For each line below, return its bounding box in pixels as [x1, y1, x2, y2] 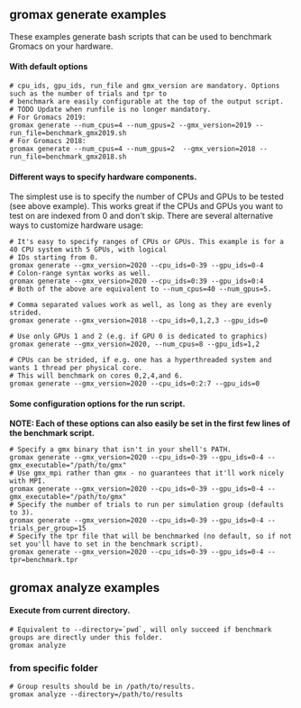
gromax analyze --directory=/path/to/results [9, 690, 183, 699]
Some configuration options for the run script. [9, 398, 186, 409]
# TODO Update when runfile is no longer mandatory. [9, 105, 212, 114]
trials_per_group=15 [9, 524, 87, 533]
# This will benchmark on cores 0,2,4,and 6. [9, 371, 183, 381]
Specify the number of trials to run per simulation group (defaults [17, 500, 284, 510]
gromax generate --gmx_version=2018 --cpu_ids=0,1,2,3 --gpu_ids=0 [9, 316, 269, 325]
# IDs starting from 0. [9, 253, 99, 262]
